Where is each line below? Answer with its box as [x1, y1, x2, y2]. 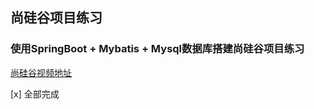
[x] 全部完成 [10, 88, 60, 100]
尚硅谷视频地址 [10, 66, 72, 78]
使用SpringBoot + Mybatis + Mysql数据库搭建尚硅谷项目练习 [10, 42, 305, 56]
